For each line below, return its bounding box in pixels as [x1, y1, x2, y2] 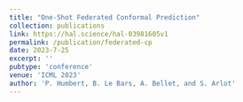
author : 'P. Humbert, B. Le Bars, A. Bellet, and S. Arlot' [9, 79, 237, 88]
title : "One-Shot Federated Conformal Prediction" [9, 12, 200, 22]
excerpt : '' [9, 54, 53, 63]
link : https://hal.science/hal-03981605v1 [9, 29, 169, 38]
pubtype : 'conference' [9, 63, 93, 72]
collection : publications [9, 21, 105, 30]
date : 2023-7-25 [9, 46, 69, 55]
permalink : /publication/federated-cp [9, 37, 153, 47]
